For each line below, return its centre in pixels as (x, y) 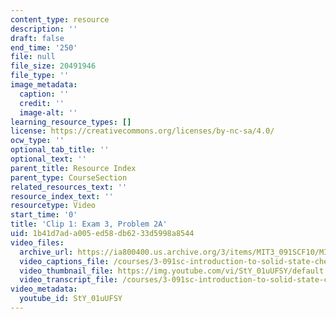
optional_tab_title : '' (60, 150)
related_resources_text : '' (69, 187)
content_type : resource (60, 19)
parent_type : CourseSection (69, 177)
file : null (33, 57)
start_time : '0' (44, 215)
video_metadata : (44, 289)
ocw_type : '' (37, 141)
